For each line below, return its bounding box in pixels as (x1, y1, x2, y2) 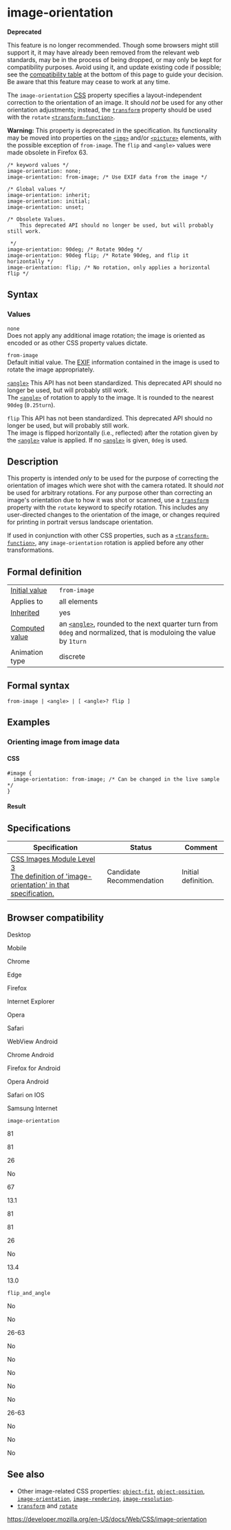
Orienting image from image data (7, 737, 120, 747)
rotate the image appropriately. (7, 365, 95, 374)
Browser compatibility (7, 912, 104, 924)
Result (7, 802, 26, 810)
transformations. (7, 546, 54, 554)
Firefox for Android (7, 1063, 60, 1072)
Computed (10, 624, 45, 633)
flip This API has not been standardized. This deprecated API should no (7, 414, 213, 422)
